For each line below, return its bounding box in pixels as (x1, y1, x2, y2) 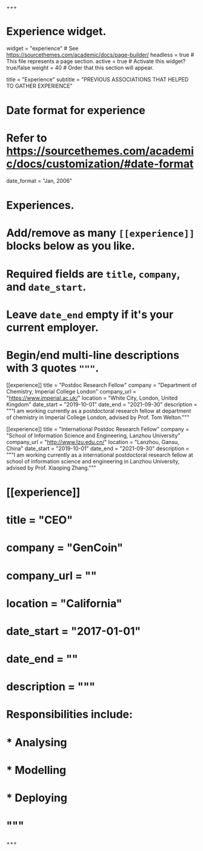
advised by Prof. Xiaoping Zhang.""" (6, 464, 96, 471)
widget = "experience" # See (6, 44, 79, 52)
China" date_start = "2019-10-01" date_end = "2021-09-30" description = (6, 445, 190, 452)
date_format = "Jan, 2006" (6, 177, 73, 185)
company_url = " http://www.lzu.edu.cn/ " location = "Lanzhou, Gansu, (6, 438, 180, 445)
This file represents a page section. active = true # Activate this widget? (6, 57, 186, 64)
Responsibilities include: (6, 708, 133, 722)
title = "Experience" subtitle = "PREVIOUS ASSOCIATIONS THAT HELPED (6, 75, 189, 83)
